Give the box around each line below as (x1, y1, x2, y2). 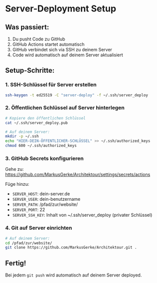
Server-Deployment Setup (5, 3, 116, 14)
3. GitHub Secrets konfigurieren (5, 155, 84, 162)
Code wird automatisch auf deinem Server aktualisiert (12, 52, 123, 58)
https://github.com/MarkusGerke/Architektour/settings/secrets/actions (5, 171, 151, 177)
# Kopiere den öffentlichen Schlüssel (5, 116, 86, 121)
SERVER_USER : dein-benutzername (12, 196, 81, 202)
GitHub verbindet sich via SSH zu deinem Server (12, 47, 112, 52)
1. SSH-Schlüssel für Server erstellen (5, 81, 97, 88)
